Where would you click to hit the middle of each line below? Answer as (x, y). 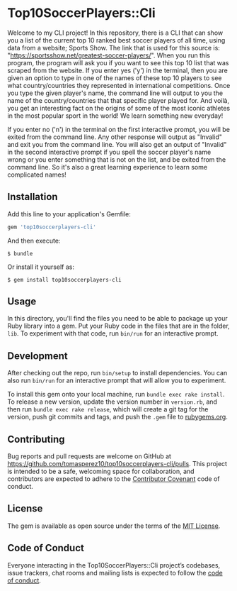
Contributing (36, 439)
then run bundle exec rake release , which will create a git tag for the (108, 409)
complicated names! (37, 175)
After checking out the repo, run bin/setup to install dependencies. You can (117, 373)
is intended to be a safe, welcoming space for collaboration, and (101, 471)
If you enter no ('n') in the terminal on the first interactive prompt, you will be (118, 129)
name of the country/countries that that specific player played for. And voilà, (118, 100)
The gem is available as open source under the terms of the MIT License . (114, 526)
